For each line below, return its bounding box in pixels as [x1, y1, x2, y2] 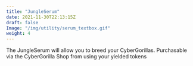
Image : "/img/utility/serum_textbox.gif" [6, 25, 111, 31]
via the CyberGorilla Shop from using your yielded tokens [6, 53, 147, 60]
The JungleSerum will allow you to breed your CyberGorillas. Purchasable [6, 47, 188, 54]
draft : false [6, 19, 39, 25]
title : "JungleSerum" [6, 8, 60, 15]
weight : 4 [6, 31, 31, 37]
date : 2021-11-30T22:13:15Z [6, 14, 76, 20]
